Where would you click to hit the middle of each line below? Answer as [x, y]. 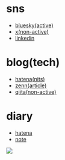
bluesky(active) [34, 25]
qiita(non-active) [36, 91]
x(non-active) [32, 31]
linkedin [25, 38]
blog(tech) [33, 63]
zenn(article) [31, 85]
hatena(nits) [30, 79]
